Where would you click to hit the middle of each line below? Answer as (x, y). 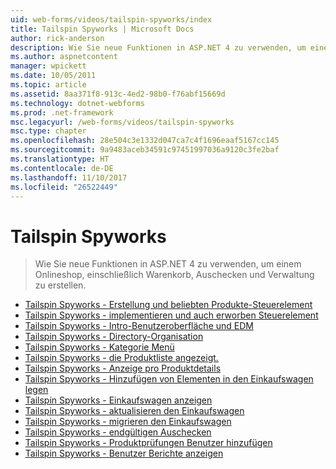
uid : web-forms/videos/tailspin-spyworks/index (111, 19)
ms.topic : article (48, 85)
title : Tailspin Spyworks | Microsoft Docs (102, 29)
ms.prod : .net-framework (62, 112)
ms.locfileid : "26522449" (64, 187)
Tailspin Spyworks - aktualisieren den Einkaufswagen (134, 411)
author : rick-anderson (57, 38)
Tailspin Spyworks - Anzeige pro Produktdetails (123, 368)
